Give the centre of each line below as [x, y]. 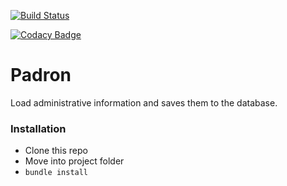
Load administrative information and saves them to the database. [144, 102]
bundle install [56, 173]
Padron [41, 75]
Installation [38, 128]
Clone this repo [56, 151]
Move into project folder [74, 161]
